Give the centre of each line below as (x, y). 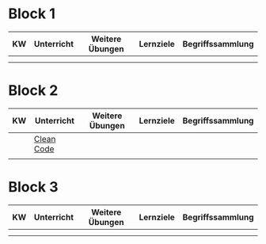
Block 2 (33, 91)
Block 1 (32, 14)
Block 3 (33, 187)
